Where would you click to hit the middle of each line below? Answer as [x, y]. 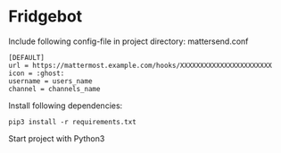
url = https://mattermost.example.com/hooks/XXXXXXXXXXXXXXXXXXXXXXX [140, 65]
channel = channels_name [54, 89]
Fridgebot [45, 17]
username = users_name [50, 81]
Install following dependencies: [66, 106]
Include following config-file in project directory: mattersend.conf [128, 41]
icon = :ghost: [37, 73]
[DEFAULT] [27, 57]
